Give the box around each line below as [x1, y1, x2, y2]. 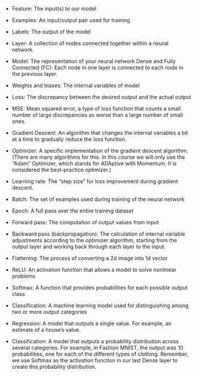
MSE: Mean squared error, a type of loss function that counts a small [11, 105, 181, 112]
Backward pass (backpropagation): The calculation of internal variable [11, 230, 185, 238]
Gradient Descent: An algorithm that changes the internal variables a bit [11, 130, 188, 136]
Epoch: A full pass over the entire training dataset [11, 207, 134, 214]
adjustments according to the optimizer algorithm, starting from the [11, 237, 177, 244]
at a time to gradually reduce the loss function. [11, 135, 127, 143]
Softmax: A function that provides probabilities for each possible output [11, 284, 188, 291]
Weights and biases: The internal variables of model [11, 82, 140, 89]
